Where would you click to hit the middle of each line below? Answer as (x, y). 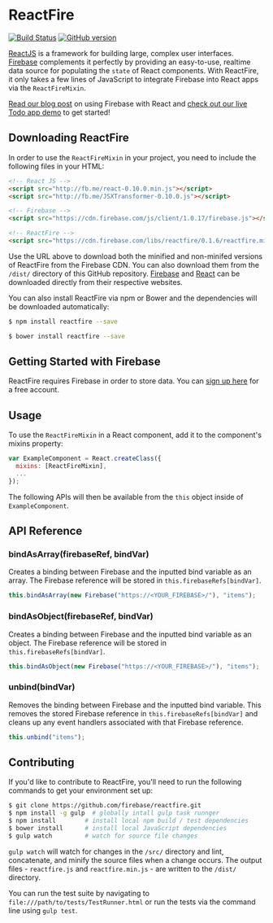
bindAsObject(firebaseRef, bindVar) (81, 616)
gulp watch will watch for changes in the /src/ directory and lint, (116, 851)
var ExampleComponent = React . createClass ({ (85, 459)
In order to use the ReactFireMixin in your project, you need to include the (132, 157)
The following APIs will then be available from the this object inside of (126, 496)
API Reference (45, 531)
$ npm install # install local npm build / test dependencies (129, 821)
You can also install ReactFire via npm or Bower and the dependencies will (133, 298)
